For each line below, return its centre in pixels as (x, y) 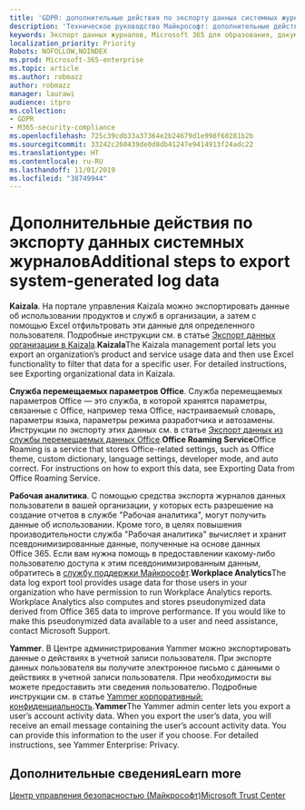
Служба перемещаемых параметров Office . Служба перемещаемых (146, 391)
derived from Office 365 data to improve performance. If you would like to (148, 612)
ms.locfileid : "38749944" (58, 178)
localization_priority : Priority (73, 43)
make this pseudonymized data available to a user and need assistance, (144, 621)
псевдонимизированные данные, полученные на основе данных (135, 544)
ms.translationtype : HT (54, 153)
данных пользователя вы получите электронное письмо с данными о (145, 667)
